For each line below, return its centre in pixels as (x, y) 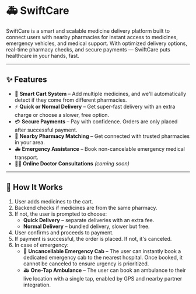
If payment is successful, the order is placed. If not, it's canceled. (93, 238)
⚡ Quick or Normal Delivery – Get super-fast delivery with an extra (95, 106)
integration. (37, 285)
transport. (27, 157)
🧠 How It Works (34, 187)
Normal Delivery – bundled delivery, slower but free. (86, 226)
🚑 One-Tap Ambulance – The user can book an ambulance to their (104, 270)
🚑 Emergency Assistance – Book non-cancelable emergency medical (99, 148)
